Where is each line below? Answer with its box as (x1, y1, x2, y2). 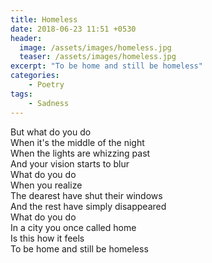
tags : (10, 89, 33, 99)
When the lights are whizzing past (10, 147, 151, 159)
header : (10, 33, 43, 43)
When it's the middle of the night (10, 136, 145, 148)
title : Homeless (10, 14, 78, 25)
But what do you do (10, 126, 92, 138)
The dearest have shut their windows (10, 189, 163, 201)
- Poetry (28, 80, 65, 90)
